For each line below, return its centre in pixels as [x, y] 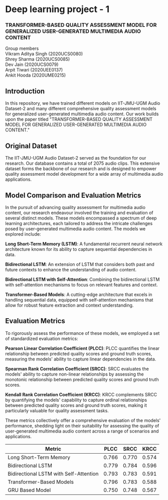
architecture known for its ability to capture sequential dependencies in [79, 249]
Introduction [25, 91]
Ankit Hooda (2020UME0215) [36, 75]
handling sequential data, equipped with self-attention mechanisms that [79, 300]
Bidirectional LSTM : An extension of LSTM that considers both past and [80, 264]
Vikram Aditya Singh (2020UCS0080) [44, 54]
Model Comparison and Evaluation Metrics [73, 195]
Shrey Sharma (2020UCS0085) [38, 59]
